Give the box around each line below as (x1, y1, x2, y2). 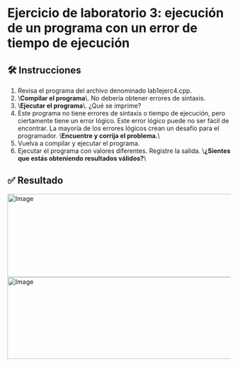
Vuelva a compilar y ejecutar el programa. (17, 139, 140, 147)
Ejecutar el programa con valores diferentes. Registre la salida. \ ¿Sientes (17, 147, 231, 155)
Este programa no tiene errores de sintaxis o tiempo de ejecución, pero (17, 109, 225, 118)
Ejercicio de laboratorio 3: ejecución (7, 5, 225, 21)
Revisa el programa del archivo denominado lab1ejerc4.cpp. (17, 86, 193, 95)
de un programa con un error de (7, 20, 198, 36)
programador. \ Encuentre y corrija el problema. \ (17, 132, 161, 139)
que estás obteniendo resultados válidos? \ (17, 154, 147, 162)
